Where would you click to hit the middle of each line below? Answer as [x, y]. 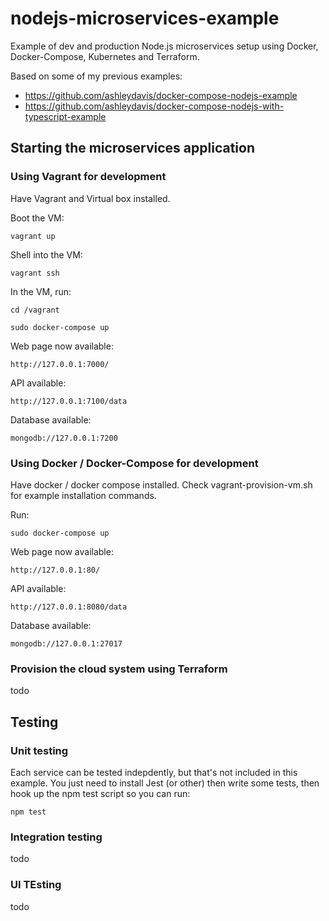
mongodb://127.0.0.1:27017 [66, 643]
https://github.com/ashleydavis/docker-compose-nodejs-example [161, 95]
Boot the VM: [37, 218]
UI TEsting [36, 885]
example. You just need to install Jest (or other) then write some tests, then [165, 783]
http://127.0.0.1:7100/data [69, 401]
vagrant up [33, 236]
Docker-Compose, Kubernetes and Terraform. [105, 56]
